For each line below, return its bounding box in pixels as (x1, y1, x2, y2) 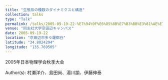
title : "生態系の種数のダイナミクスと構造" (5, 7, 85, 12)
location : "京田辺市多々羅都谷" (5, 35, 66, 40)
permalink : (5, 21, 28, 26)
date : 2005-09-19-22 (5, 30, 48, 35)
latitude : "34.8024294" (5, 40, 55, 45)
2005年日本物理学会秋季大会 (5, 58, 64, 65)
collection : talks (5, 12, 43, 17)
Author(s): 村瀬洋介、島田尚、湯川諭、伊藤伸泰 (5, 69, 102, 75)
